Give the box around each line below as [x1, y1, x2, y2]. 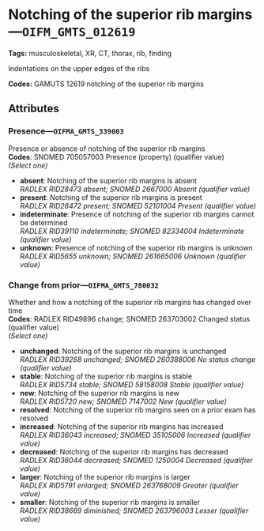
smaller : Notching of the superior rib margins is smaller [19, 497, 200, 507]
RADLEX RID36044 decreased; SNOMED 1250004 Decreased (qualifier [19, 455, 253, 465]
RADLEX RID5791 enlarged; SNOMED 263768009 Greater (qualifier [19, 480, 239, 490]
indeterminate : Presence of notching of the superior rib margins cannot [19, 209, 255, 219]
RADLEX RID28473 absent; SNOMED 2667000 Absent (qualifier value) [19, 184, 251, 194]
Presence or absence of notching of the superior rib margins [8, 144, 206, 153]
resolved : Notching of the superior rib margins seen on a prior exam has [19, 405, 256, 414]
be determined [19, 217, 68, 227]
